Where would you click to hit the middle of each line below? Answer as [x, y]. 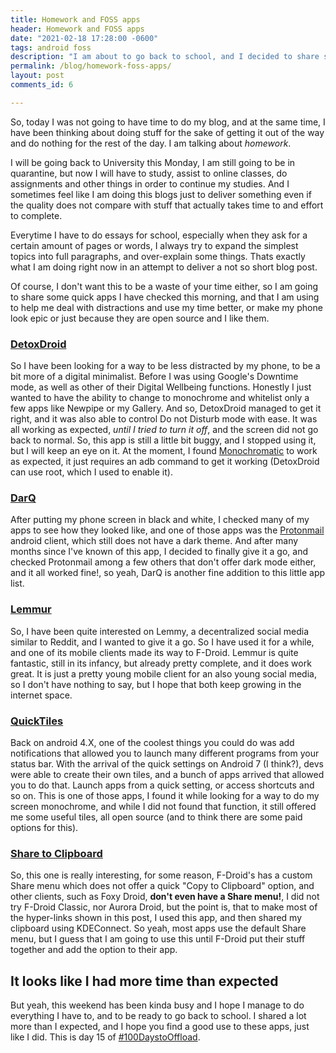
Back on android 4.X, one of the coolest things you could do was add [152, 742]
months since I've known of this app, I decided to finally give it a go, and [159, 552]
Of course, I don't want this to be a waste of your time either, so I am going [164, 286]
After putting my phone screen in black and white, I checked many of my [160, 520]
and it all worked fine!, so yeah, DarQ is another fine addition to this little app [168, 573]
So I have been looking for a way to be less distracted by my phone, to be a [165, 366]
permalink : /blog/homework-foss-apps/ [91, 66]
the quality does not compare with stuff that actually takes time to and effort [167, 205]
